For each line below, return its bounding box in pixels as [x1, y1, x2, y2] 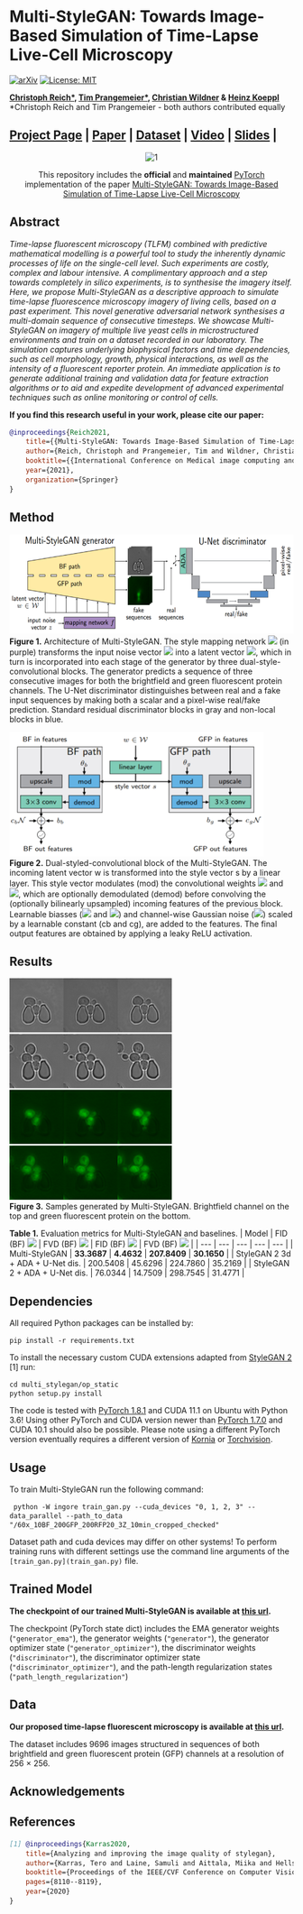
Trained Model [9, 1581, 93, 1597]
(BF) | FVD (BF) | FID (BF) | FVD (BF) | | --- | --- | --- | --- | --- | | [9, 1238, 293, 1250]
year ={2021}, [25, 466, 75, 475]
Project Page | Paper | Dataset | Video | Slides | [9, 128, 278, 143]
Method [9, 510, 55, 525]
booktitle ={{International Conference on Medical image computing [25, 456, 280, 465]
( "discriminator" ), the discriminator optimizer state [9, 1652, 201, 1662]
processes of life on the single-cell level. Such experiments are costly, [9, 257, 270, 268]
